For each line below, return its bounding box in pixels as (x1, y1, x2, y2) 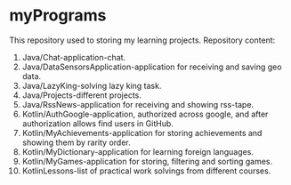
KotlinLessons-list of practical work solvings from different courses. (21, 165, 271, 176)
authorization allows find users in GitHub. (21, 117, 174, 129)
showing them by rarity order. (21, 137, 131, 148)
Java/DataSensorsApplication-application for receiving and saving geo (21, 61, 282, 72)
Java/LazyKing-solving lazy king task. (21, 80, 162, 91)
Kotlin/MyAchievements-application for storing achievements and (21, 127, 263, 138)
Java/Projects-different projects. (21, 90, 142, 101)
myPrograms (9, 5, 107, 26)
